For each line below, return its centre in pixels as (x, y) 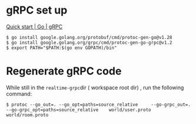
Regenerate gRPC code (64, 71)
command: (19, 94)
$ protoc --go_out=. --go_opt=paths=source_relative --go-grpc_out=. (99, 105)
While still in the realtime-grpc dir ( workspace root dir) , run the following (95, 87)
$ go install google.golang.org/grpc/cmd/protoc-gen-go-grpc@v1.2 (89, 43)
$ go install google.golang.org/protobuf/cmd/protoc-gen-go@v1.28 (89, 37)
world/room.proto (27, 115)
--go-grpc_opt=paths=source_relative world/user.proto (79, 110)
